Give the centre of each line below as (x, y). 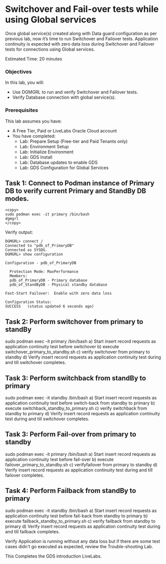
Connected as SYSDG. (27, 250)
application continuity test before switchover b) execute (62, 347)
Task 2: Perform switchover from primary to (74, 322)
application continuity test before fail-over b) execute (59, 459)
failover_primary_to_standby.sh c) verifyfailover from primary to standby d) (81, 464)
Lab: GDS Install (36, 157)
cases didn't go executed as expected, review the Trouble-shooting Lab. (79, 546)
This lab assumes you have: (33, 121)
